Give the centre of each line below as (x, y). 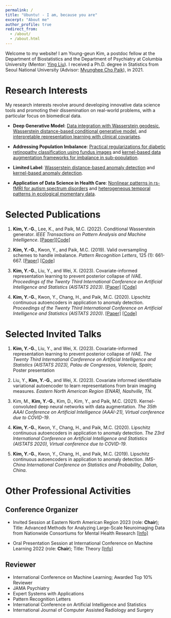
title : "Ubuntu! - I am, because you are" (51, 15)
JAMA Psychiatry (31, 588)
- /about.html (25, 39)
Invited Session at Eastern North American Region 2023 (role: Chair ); (86, 522)
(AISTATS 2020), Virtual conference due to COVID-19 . (70, 444)
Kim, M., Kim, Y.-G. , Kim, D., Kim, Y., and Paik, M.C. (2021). (75, 401)
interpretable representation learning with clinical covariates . (77, 136)
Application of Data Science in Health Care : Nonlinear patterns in (83, 183)
